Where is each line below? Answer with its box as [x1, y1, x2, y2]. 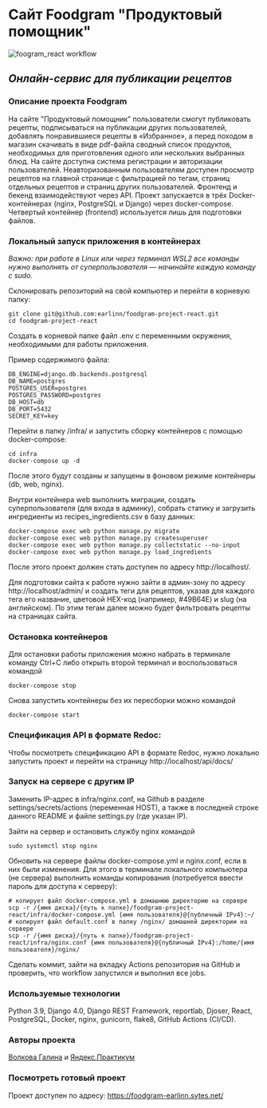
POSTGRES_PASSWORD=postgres [8, 391, 102, 399]
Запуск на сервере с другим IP [8, 776, 135, 787]
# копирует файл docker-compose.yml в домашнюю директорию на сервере [8, 897, 248, 905]
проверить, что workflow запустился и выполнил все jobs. [8, 968, 206, 977]
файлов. [8, 215, 36, 225]
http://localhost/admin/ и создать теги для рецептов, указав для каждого [8, 586, 255, 595]
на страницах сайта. [8, 611, 78, 621]
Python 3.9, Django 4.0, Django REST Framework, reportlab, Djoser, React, [8, 1006, 253, 1016]
